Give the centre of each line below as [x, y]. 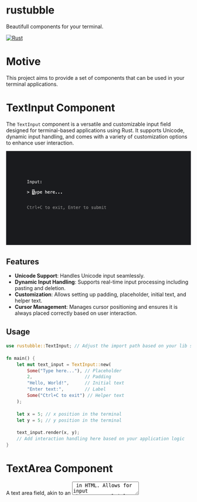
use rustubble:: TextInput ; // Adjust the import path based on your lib [97, 346]
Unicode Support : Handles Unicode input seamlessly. [80, 276]
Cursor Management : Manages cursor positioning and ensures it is [96, 307]
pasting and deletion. [40, 288]
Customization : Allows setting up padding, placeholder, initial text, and [100, 295]
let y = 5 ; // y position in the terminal [69, 420]
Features [23, 262]
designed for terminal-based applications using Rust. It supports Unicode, [95, 130]
